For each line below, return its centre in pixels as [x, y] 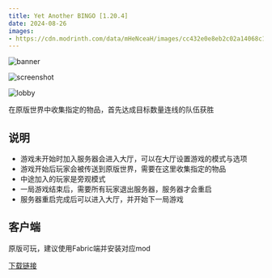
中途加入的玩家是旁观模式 [63, 179]
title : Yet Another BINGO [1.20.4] [68, 16]
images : [21, 31]
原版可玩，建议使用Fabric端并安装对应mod [80, 248]
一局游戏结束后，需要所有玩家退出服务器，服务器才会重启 [116, 189]
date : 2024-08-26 [38, 24]
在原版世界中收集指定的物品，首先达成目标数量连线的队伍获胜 [111, 109]
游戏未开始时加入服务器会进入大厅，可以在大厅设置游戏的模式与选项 [134, 159]
